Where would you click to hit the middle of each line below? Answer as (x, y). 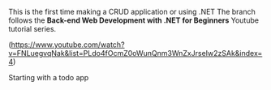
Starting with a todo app (49, 77)
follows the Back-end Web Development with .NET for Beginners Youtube (134, 20)
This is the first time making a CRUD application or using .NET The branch (132, 12)
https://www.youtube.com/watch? (68, 45)
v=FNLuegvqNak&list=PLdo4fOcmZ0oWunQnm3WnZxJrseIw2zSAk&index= (135, 53)
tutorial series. (32, 29)
